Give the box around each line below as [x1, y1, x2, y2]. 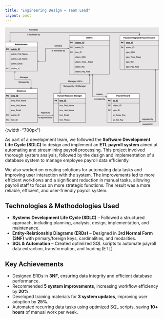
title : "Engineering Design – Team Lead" [5, 8, 91, 13]
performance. [12, 278, 40, 284]
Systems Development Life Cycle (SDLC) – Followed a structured [12, 215, 145, 220]
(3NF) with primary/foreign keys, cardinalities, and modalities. [12, 236, 137, 241]
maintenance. [12, 225, 40, 231]
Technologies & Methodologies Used [5, 201, 120, 210]
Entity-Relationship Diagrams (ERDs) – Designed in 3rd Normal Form [12, 230, 153, 236]
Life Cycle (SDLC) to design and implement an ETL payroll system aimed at [5, 142, 158, 148]
